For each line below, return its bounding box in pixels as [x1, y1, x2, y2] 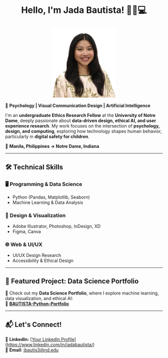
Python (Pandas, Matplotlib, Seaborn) [12, 194, 90, 200]
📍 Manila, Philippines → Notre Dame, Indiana [5, 143, 99, 149]
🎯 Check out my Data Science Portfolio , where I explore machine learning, [5, 290, 159, 296]
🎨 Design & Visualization [5, 211, 66, 218]
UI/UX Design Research [12, 252, 61, 258]
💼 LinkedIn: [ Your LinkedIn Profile [5, 336, 75, 342]
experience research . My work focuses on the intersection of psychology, [5, 123, 160, 128]
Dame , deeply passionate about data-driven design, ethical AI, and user [5, 117, 156, 123]
